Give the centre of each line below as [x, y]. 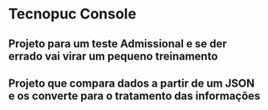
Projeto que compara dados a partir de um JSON [132, 83]
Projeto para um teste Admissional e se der [118, 44]
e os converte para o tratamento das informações [134, 96]
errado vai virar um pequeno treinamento [113, 56]
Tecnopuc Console [72, 14]
